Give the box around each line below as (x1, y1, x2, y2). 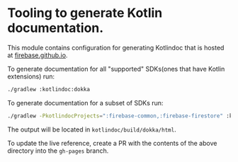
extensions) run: (7, 72, 55, 81)
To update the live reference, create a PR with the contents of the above (7, 139, 217, 147)
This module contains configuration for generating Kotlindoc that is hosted (7, 43, 225, 52)
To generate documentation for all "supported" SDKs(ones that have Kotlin (7, 64, 225, 73)
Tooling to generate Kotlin (7, 5, 163, 21)
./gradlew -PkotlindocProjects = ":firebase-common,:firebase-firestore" (7, 112, 223, 120)
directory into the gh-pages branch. (7, 146, 109, 155)
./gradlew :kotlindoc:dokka (7, 86, 91, 93)
